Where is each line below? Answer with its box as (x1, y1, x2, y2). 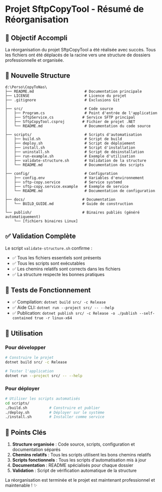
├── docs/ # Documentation (5, 197, 116, 202)
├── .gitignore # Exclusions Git (5, 97, 120, 102)
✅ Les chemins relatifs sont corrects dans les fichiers (12, 266, 121, 272)
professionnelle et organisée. (5, 57, 65, 63)
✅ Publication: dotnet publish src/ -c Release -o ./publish (12, 310, 137, 316)
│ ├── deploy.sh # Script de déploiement (5, 141, 135, 146)
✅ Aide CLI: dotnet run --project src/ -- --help (12, 305, 114, 311)
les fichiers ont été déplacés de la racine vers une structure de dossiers (5, 52, 151, 58)
